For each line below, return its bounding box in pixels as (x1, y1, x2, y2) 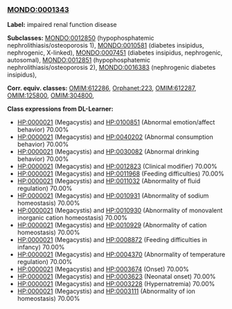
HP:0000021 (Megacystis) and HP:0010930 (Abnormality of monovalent (17, 206, 223, 215)
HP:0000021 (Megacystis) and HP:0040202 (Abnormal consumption (17, 133, 213, 141)
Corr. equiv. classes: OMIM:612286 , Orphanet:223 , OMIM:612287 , (7, 84, 197, 93)
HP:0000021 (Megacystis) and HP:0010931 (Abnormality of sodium (17, 191, 209, 200)
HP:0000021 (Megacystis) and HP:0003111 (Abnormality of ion (17, 287, 196, 295)
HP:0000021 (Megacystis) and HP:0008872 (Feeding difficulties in (17, 236, 208, 244)
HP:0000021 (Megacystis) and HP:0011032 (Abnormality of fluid (17, 177, 201, 185)
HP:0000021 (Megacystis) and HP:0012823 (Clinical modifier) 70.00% (17, 162, 218, 171)
